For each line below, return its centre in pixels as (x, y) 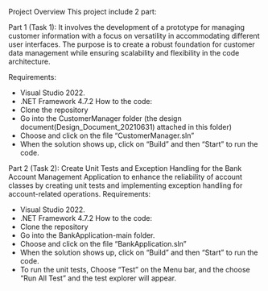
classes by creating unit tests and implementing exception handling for (126, 185)
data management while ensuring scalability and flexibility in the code (124, 53)
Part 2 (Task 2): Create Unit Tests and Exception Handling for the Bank (125, 168)
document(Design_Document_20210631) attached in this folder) (126, 127)
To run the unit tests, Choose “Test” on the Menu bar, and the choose (135, 270)
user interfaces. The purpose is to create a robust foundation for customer (132, 44)
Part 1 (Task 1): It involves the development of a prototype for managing (127, 27)
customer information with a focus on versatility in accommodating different (134, 36)
